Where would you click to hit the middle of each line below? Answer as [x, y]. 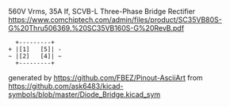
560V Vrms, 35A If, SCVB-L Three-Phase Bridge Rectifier [102, 11]
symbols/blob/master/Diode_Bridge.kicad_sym [84, 94]
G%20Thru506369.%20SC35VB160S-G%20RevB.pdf [96, 28]
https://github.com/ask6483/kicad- [66, 86]
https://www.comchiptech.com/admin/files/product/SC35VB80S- [115, 20]
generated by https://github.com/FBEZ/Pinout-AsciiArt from [106, 77]
